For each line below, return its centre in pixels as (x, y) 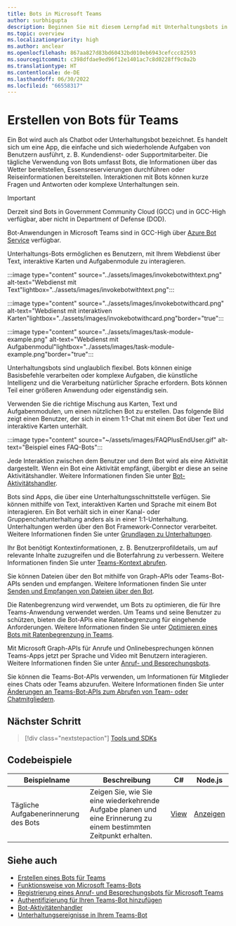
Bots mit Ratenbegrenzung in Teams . (61, 635)
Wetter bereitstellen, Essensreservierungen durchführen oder (96, 170)
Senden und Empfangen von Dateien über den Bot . (81, 591)
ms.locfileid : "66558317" (45, 86)
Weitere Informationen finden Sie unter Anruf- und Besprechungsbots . (109, 663)
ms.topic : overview (36, 33)
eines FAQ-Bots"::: (76, 447)
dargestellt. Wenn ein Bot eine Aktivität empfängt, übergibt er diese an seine (118, 468)
